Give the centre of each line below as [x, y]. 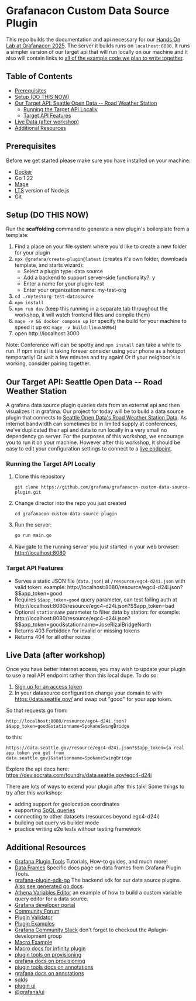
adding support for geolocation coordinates [67, 804]
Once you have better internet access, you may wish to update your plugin [96, 669]
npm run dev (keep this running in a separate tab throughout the [91, 309]
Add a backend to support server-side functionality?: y [89, 278]
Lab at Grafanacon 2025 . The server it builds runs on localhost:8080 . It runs [98, 46]
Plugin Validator [33, 917]
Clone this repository [40, 477]
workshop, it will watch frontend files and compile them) [82, 315]
